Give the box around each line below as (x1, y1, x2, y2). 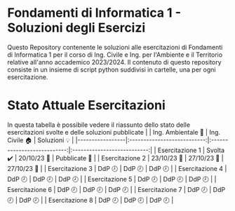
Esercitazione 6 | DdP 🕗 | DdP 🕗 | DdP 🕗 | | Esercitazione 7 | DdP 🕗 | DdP (7, 185, 226, 193)
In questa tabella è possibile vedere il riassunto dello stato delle (7, 121, 191, 129)
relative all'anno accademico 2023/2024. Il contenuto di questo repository (7, 57, 222, 66)
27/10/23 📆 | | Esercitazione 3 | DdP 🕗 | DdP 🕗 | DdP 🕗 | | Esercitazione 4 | (7, 164, 227, 172)
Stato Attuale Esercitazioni (7, 97, 166, 114)
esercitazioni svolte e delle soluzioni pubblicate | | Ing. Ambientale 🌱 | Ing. (7, 128, 221, 136)
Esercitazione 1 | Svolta (157, 146, 225, 154)
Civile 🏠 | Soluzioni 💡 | (7, 135, 74, 144)
